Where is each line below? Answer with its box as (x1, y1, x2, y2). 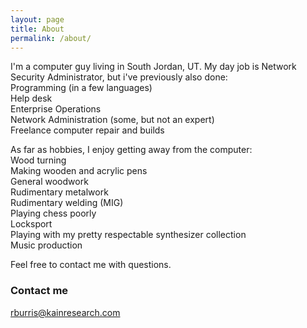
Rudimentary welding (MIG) (10, 197, 124, 209)
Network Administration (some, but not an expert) (10, 114, 215, 126)
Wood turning (10, 154, 67, 166)
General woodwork (10, 176, 89, 188)
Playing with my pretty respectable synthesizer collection (10, 229, 247, 241)
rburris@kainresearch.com (10, 306, 121, 318)
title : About (10, 24, 65, 34)
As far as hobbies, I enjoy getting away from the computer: (10, 144, 253, 156)
